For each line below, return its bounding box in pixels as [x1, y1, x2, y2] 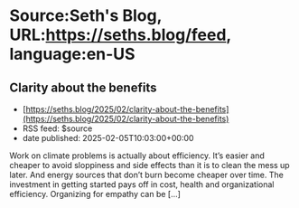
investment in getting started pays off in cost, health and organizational [9, 179, 275, 190]
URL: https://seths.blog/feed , [9, 24, 232, 45]
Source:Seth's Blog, [9, 5, 163, 26]
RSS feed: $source [22, 123, 93, 134]
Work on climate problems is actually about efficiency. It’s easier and [9, 150, 265, 161]
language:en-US [9, 44, 135, 64]
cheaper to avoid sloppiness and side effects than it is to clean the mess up [9, 160, 291, 170]
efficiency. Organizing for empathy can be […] [9, 189, 181, 199]
